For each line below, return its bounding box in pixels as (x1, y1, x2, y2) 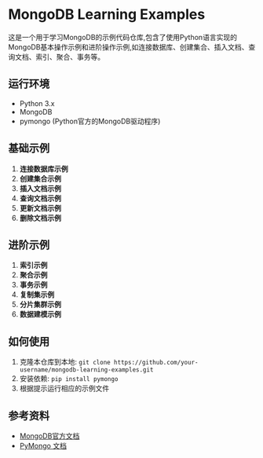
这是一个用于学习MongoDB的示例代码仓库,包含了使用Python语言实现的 (8, 32, 238, 42)
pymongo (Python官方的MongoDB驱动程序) (19, 116, 161, 126)
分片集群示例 (19, 300, 61, 310)
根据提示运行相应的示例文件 (19, 383, 110, 394)
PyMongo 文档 (19, 442, 67, 450)
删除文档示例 (19, 213, 61, 222)
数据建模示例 (19, 310, 61, 319)
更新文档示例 (19, 203, 61, 213)
